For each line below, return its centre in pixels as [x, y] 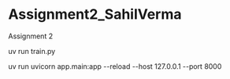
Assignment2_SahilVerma [95, 14]
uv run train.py [32, 51]
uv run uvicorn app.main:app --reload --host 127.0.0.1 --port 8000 [115, 66]
